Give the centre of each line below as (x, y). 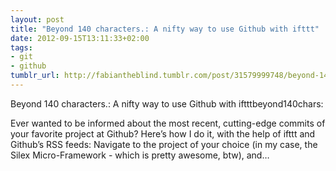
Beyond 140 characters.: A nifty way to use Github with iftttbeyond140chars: (167, 103)
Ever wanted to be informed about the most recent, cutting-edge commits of (168, 123)
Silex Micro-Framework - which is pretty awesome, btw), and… (140, 155)
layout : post (37, 19)
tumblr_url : (35, 76)
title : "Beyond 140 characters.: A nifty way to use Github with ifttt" (165, 29)
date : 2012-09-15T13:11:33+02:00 (80, 38)
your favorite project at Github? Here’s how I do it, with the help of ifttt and (163, 133)
